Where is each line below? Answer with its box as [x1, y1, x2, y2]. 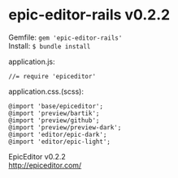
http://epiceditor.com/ [8, 160, 82, 170]
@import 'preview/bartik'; [8, 109, 100, 117]
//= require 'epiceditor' [8, 72, 96, 80]
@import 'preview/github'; [8, 116, 100, 125]
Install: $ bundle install [8, 40, 91, 50]
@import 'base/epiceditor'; [8, 102, 104, 110]
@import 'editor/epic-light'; [8, 138, 111, 146]
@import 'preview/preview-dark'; [8, 123, 122, 131]
